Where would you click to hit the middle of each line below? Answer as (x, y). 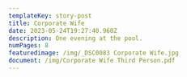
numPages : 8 (28, 46)
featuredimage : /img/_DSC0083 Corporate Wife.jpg (94, 53)
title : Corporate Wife (47, 23)
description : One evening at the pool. (76, 38)
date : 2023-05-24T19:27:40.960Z (63, 30)
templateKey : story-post (50, 16)
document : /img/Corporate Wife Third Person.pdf (92, 61)
